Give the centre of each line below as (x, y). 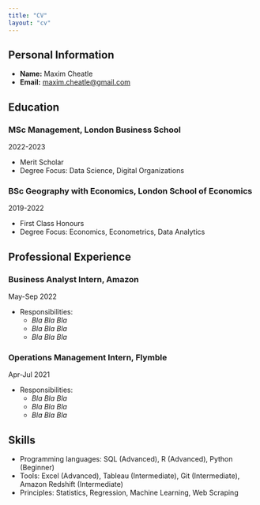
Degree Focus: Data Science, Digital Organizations (102, 170)
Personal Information (61, 55)
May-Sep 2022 (33, 296)
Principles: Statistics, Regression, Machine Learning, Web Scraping (129, 493)
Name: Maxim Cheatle (56, 74)
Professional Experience (70, 256)
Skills (22, 440)
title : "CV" (28, 15)
